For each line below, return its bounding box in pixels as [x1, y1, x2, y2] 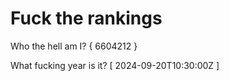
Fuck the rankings [10, 7, 163, 30]
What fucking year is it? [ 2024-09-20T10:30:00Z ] [10, 59, 220, 71]
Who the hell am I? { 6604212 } [10, 40, 138, 52]
